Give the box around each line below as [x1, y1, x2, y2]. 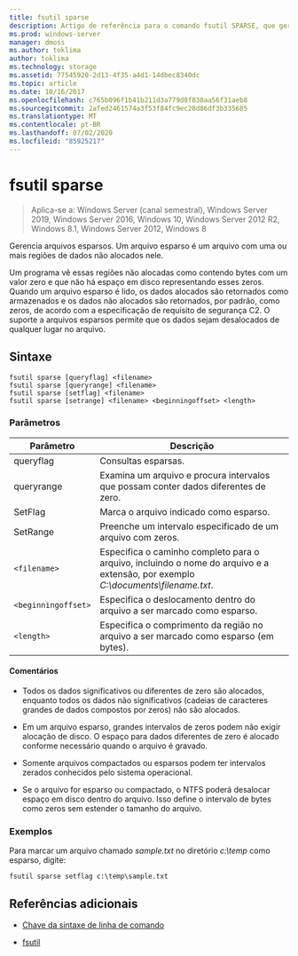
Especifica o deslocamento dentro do [99, 593, 255, 605]
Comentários [9, 666, 59, 676]
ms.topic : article [9, 79, 77, 88]
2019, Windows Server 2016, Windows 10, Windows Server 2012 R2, [30, 214, 280, 225]
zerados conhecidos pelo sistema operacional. [21, 767, 193, 778]
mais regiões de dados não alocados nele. [9, 249, 164, 260]
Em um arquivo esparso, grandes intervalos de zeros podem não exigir [21, 722, 281, 732]
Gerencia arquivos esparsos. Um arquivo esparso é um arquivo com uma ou [9, 241, 287, 251]
